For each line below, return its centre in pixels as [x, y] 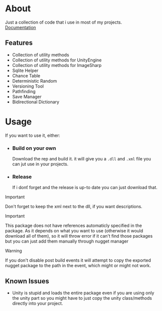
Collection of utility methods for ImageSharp [57, 65]
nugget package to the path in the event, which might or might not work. [78, 266]
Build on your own [34, 148]
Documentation [21, 27]
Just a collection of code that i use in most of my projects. [64, 22]
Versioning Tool [28, 86]
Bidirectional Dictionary [36, 102]
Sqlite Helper [25, 70]
